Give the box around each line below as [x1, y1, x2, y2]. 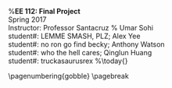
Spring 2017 [8, 15, 47, 24]
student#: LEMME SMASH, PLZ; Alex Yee [8, 31, 141, 40]
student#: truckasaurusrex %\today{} [8, 56, 128, 65]
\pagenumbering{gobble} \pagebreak [8, 72, 129, 80]
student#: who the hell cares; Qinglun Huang [8, 48, 152, 57]
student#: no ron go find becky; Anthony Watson [8, 40, 166, 49]
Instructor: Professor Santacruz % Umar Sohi [8, 23, 154, 32]
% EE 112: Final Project [8, 7, 81, 16]
